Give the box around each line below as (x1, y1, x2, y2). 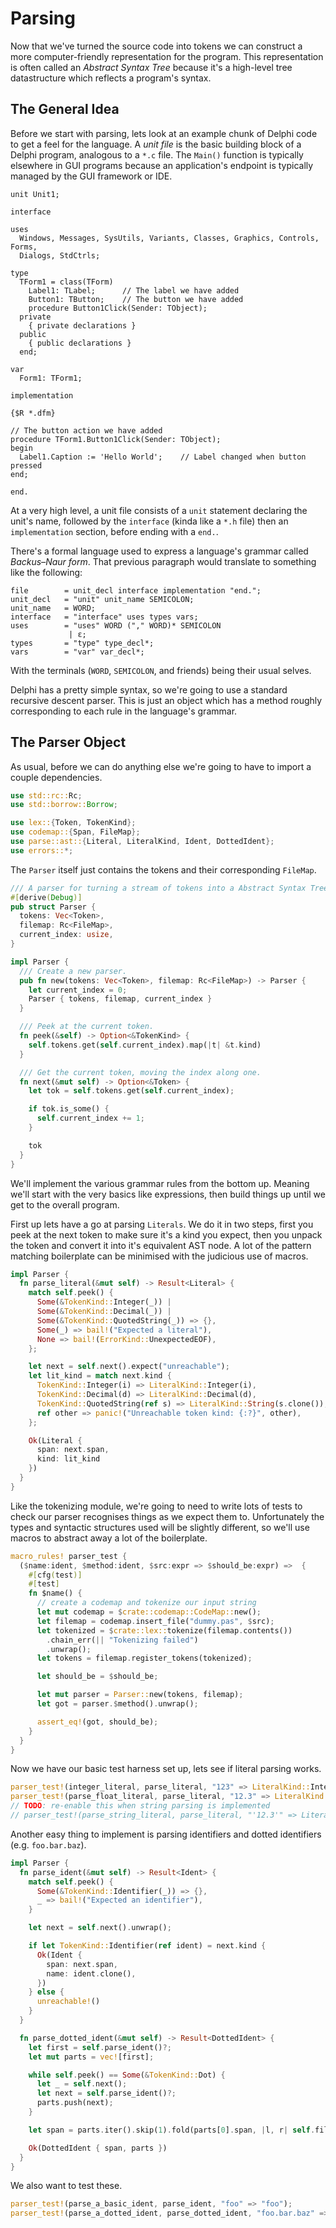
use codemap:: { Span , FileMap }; (10, 827, 141, 837)
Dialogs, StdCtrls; (19, 250, 101, 261)
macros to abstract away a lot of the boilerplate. (10, 1532, 208, 1544)
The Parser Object (10, 734, 127, 751)
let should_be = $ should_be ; (36, 1672, 159, 1682)
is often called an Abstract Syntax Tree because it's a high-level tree (10, 61, 293, 73)
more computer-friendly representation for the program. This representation (10, 50, 324, 62)
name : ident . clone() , (46, 1968, 137, 1979)
